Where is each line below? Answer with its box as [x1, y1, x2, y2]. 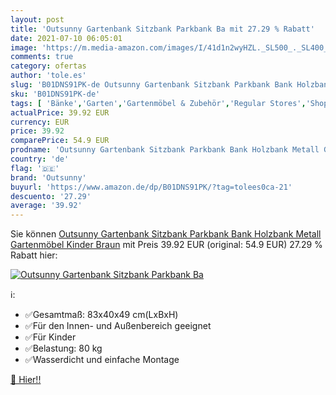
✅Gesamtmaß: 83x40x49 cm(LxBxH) [24, 309, 179, 321]
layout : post [10, 14, 65, 25]
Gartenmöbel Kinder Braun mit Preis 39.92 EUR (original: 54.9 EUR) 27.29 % [10, 239, 323, 251]
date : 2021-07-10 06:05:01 [10, 33, 123, 43]
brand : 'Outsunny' [10, 172, 87, 183]
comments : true [10, 52, 74, 62]
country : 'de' [10, 154, 70, 164]
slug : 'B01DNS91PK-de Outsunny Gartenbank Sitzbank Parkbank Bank [10, 80, 293, 90]
